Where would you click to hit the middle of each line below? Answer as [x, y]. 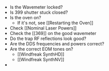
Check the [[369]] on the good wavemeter [53, 33]
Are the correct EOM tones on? [41, 49]
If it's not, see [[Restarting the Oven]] [55, 23]
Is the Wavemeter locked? [36, 7]
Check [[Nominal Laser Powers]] [43, 28]
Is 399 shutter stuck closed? [39, 12]
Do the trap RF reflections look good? [48, 38]
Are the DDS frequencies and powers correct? [57, 44]
